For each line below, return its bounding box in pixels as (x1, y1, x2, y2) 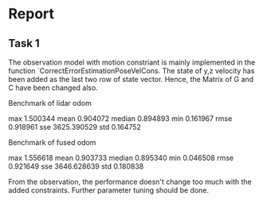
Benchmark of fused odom (8, 138, 96, 147)
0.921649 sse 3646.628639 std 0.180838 (8, 162, 144, 171)
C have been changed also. (8, 83, 98, 92)
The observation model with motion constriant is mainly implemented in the (8, 57, 256, 67)
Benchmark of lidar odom (8, 99, 92, 107)
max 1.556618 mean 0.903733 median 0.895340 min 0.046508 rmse (8, 153, 234, 162)
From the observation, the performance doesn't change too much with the (8, 177, 253, 186)
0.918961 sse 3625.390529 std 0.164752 (8, 123, 142, 131)
